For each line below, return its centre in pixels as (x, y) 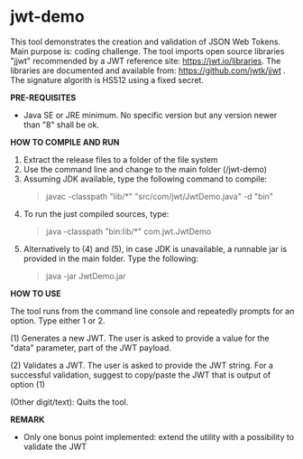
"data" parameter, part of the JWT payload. (91, 347)
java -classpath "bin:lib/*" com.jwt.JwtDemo (128, 231)
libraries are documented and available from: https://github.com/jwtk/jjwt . (148, 70)
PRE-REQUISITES (43, 98)
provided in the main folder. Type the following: (111, 258)
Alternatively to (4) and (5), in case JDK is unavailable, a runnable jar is (155, 248)
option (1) (28, 384)
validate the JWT (55, 446)
